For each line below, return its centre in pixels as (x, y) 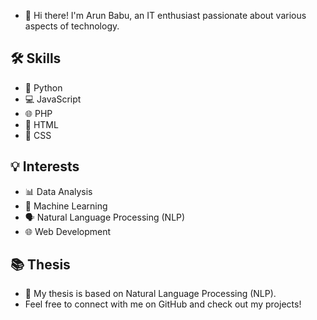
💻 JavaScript (53, 99)
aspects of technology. (72, 26)
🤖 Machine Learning (66, 206)
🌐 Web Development (68, 231)
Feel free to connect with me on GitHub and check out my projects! (163, 304)
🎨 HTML (41, 124)
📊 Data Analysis (58, 191)
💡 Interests (45, 166)
